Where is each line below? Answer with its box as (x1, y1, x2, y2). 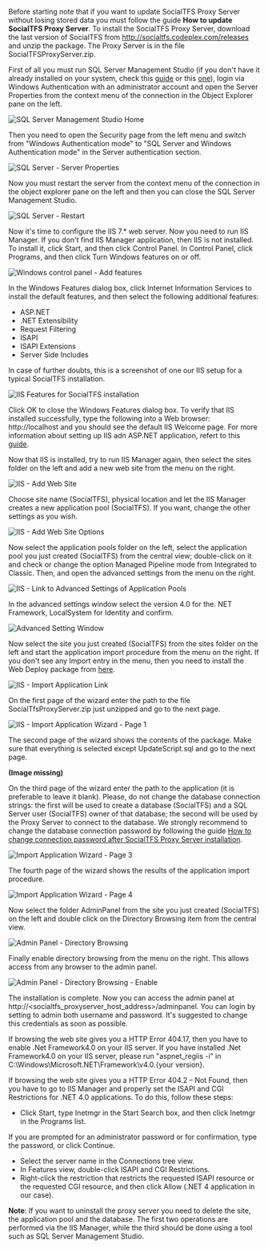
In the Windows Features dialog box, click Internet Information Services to (8, 283, 252, 292)
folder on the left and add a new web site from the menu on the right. (8, 463, 236, 473)
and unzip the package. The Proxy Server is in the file (8, 41, 186, 51)
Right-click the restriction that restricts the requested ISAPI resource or (19, 1174, 254, 1182)
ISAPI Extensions (19, 341, 76, 351)
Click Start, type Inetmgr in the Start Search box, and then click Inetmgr (19, 1108, 256, 1117)
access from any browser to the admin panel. (8, 962, 158, 971)
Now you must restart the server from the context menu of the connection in (8, 178, 260, 188)
